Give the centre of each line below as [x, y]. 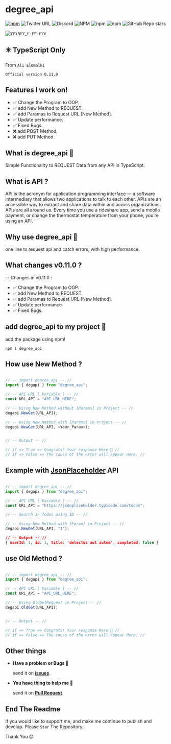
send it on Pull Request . [38, 693]
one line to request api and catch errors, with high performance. [73, 249]
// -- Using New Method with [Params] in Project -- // [66, 422]
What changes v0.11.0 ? [44, 265]
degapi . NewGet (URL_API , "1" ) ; [38, 529]
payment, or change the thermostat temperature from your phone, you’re [82, 215]
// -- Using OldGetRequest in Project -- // [53, 603]
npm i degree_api [24, 348]
